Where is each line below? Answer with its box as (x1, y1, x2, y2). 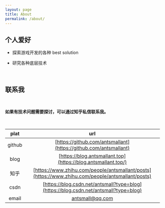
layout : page (5, 7, 32, 12)
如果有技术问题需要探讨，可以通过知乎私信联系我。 (5, 109, 109, 114)
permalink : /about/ (5, 16, 45, 21)
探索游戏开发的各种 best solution (12, 50, 79, 55)
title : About (5, 12, 32, 17)
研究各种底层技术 (12, 60, 47, 66)
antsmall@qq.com (71, 195, 113, 202)
